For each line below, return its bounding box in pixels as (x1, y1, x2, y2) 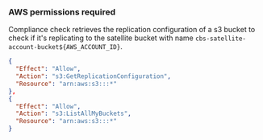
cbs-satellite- (194, 35, 246, 43)
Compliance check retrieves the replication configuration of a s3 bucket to (8, 25, 256, 35)
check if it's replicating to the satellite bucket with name (8, 33, 194, 43)
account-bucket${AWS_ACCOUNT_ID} (8, 43, 121, 51)
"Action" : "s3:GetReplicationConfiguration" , (15, 72, 172, 80)
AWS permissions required (8, 6, 115, 18)
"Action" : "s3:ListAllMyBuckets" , (15, 109, 131, 118)
